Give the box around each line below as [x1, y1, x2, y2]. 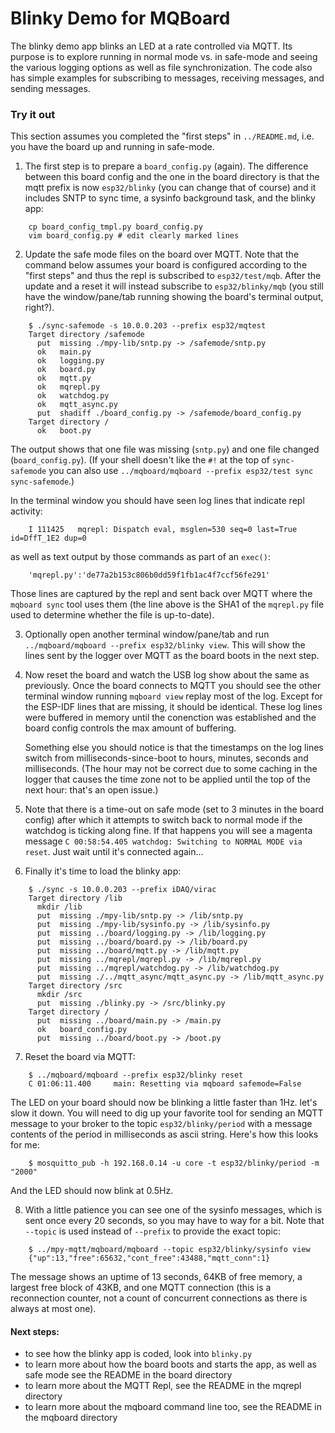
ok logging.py [36, 356, 105, 366]
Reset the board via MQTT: [24, 1051, 136, 1063]
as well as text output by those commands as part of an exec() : [10, 551, 271, 563]
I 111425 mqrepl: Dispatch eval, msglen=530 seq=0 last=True [28, 525, 298, 535]
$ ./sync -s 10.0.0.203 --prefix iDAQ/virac [28, 885, 217, 895]
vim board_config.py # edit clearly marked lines [28, 231, 240, 241]
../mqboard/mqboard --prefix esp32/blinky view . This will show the [24, 639, 306, 651]
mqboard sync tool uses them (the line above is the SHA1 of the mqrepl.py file [10, 598, 325, 611]
